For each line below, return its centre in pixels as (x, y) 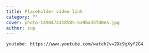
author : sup (21, 28)
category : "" (22, 17)
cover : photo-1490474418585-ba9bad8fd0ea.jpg (63, 22)
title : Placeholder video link (44, 11)
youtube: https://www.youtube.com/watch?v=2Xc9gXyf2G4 (75, 44)
